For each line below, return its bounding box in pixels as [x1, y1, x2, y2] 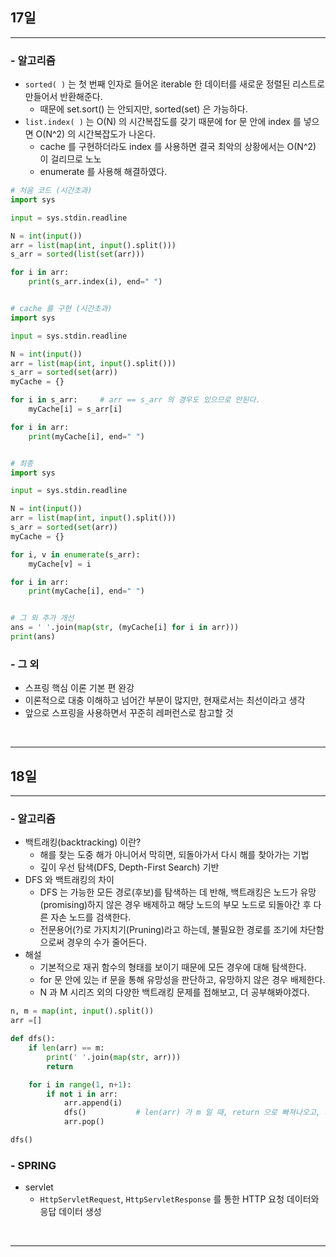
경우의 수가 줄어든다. [66, 936, 147, 948]
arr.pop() [63, 1117, 105, 1127]
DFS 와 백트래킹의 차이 [24, 874, 115, 886]
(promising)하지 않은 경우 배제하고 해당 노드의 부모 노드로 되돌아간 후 [39, 899, 312, 911]
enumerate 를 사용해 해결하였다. [39, 166, 168, 178]
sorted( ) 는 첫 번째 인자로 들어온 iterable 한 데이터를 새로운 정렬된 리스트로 [24, 78, 325, 90]
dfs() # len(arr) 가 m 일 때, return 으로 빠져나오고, [63, 1108, 321, 1118]
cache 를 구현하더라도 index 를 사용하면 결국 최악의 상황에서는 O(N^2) [39, 141, 317, 153]
